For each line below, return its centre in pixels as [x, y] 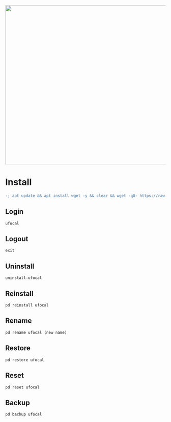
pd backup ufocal [24, 414]
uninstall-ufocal [24, 278]
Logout [17, 239]
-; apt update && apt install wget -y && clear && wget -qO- [72, 195]
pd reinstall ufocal [27, 305]
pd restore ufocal [25, 360]
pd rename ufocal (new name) [36, 332]
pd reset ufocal [22, 387]
